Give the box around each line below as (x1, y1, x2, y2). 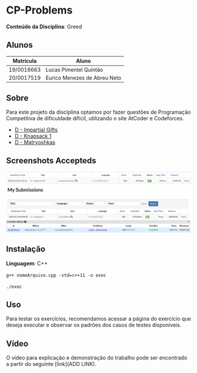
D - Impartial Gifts (14, 126, 58, 133)
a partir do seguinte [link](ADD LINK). (6, 361, 97, 368)
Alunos (6, 40, 34, 50)
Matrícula (12, 57, 37, 65)
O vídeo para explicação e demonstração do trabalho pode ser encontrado (6, 354, 188, 361)
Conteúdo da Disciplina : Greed (6, 23, 82, 30)
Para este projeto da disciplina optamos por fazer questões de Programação (6, 108, 191, 115)
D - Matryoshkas (14, 139, 56, 146)
